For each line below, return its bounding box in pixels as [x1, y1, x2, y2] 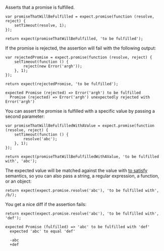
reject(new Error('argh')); [23, 64, 82, 69]
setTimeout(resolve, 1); [14, 23, 67, 28]
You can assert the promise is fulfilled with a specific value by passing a [5, 108, 155, 114]
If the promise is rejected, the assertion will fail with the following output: [5, 45, 156, 51]
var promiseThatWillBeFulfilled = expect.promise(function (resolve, [5, 14, 155, 19]
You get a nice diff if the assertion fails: [5, 201, 87, 207]
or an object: [5, 178, 32, 184]
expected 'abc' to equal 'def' [10, 229, 76, 234]
